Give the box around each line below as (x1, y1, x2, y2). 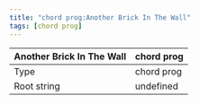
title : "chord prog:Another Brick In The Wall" (9, 13, 192, 22)
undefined (134, 80, 178, 92)
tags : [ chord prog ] (9, 22, 83, 30)
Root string (14, 80, 60, 92)
